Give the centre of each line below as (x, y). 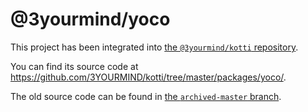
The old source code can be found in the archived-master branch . (146, 96)
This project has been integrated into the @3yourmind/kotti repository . (154, 47)
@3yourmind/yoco (90, 19)
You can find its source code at (74, 66)
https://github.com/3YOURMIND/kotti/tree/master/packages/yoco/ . (148, 77)
